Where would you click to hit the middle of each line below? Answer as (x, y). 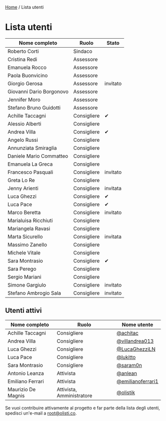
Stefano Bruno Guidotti (34, 108)
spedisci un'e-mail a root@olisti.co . (41, 413)
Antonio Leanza (26, 373)
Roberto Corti (23, 51)
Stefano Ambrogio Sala (34, 293)
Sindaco (83, 51)
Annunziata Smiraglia (32, 148)
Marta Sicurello (25, 237)
